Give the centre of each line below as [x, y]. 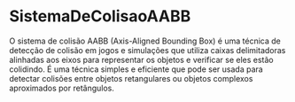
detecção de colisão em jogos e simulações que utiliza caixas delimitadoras [147, 50]
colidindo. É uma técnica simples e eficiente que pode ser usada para [136, 69]
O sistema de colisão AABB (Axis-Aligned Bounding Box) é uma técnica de [145, 41]
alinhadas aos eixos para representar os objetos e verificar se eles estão [141, 59]
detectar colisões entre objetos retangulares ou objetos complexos [131, 78]
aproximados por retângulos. [62, 88]
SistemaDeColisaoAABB [100, 16]
